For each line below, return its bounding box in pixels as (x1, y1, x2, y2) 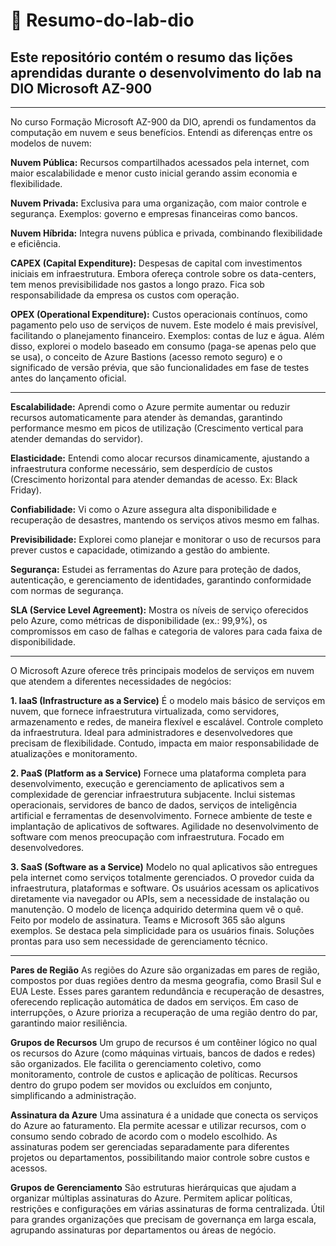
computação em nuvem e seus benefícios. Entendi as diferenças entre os (10, 127, 313, 138)
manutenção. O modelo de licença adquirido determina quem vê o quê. (10, 904, 304, 915)
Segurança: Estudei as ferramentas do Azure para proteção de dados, (10, 564, 302, 575)
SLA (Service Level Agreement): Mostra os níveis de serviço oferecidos (10, 604, 309, 616)
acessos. (10, 1162, 48, 1174)
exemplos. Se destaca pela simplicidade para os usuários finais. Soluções (10, 925, 315, 936)
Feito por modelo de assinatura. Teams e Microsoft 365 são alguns (10, 914, 286, 926)
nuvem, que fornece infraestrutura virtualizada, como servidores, (10, 705, 280, 717)
